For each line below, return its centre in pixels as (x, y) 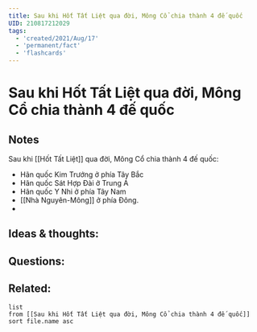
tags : (17, 31)
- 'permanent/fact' (48, 46)
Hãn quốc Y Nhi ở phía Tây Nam (73, 191)
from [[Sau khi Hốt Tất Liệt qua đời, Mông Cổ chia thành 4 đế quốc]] (129, 314)
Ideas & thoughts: (54, 234)
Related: (30, 289)
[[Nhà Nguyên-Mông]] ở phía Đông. (79, 200)
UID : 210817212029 (39, 23)
